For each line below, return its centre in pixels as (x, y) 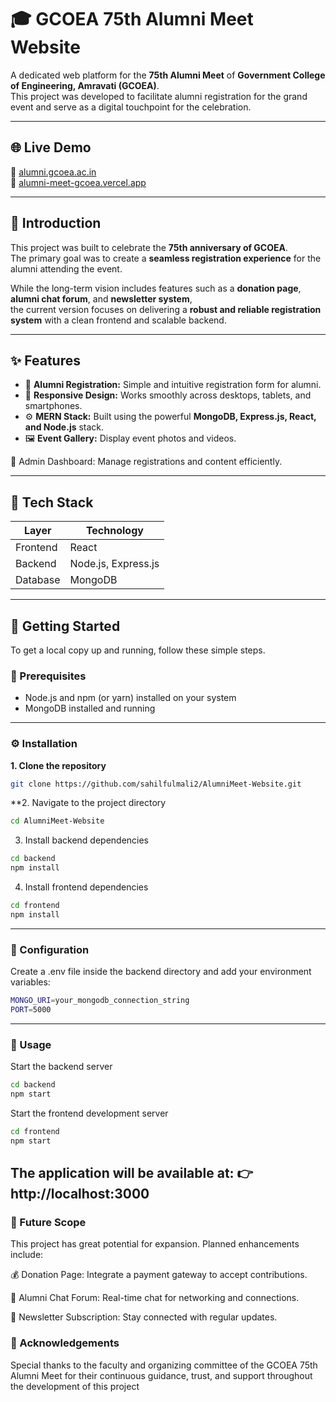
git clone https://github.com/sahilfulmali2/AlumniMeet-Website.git (156, 784)
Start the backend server (61, 1067)
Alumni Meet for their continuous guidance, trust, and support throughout (161, 1375)
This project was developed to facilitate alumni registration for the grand (159, 96)
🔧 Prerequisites (48, 676)
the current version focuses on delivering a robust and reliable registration (166, 309)
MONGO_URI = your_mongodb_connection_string (100, 1001)
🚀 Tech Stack (52, 502)
